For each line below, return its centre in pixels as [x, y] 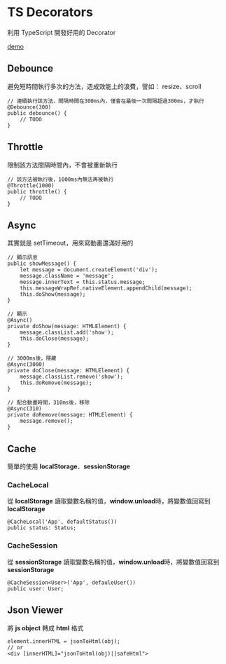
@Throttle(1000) [31, 185]
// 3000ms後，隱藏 [32, 358]
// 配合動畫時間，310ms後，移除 [49, 403]
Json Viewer [35, 610]
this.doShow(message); [53, 294]
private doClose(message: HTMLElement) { [69, 371]
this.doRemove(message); [56, 383]
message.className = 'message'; [67, 276]
